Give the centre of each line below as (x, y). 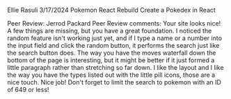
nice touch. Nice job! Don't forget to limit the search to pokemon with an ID (114, 82)
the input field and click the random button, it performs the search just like (113, 45)
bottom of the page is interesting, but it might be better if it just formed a (111, 60)
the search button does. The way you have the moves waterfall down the (112, 53)
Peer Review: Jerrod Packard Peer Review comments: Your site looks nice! (114, 23)
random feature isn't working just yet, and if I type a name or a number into (115, 38)
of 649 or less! (28, 90)
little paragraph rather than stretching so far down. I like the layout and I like (115, 67)
